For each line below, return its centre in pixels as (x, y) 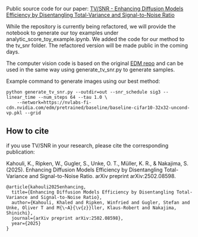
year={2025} (26, 223)
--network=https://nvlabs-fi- (54, 102)
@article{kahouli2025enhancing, (46, 187)
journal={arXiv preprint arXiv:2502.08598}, (67, 218)
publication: (21, 152)
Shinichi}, (20, 213)
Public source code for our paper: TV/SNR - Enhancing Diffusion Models (95, 9)
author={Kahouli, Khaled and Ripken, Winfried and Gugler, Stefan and (101, 202)
